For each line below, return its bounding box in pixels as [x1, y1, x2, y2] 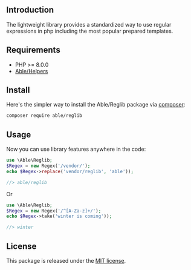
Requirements [6, 45, 60, 55]
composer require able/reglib [6, 113, 83, 119]
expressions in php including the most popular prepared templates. [6, 27, 173, 35]
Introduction [6, 5, 54, 15]
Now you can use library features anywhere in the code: [6, 145, 146, 153]
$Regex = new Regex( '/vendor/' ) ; [6, 163, 91, 169]
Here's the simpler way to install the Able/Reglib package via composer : [6, 101, 186, 108]
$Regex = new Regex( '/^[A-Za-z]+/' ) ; [6, 208, 102, 214]
